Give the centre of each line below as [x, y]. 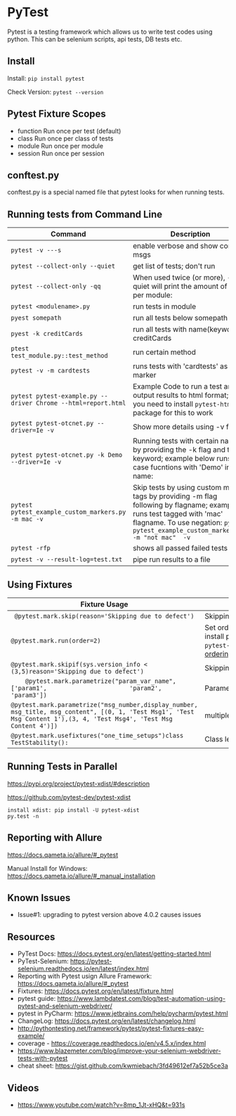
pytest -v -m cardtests [51, 371]
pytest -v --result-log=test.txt [67, 560]
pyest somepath [36, 318]
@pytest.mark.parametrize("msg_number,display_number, [104, 705]
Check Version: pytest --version [55, 91]
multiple [218, 715]
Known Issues [39, 898]
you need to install [163, 404]
